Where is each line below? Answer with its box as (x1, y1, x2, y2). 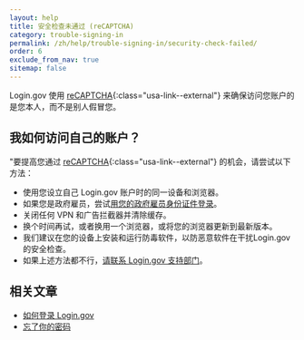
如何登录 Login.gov (22, 309, 94, 320)
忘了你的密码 (22, 321, 71, 332)
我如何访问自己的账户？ (9, 131, 141, 146)
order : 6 (9, 47, 43, 56)
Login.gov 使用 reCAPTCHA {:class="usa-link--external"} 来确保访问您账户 (9, 90, 288, 101)
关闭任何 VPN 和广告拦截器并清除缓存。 (22, 209, 172, 220)
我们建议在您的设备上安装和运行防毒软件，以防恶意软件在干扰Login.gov (22, 232, 290, 243)
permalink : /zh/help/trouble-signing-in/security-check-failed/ (9, 38, 258, 48)
